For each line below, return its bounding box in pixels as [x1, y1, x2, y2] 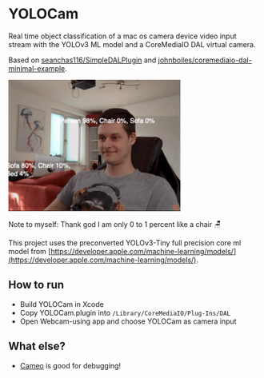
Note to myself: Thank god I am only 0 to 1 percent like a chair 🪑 [8, 219, 222, 229]
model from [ [8, 246, 51, 256]
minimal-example [8, 63, 66, 73]
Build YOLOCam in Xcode [19, 299, 104, 308]
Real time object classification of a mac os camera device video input [8, 31, 238, 41]
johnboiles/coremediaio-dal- [158, 55, 252, 65]
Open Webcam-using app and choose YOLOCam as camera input [19, 316, 237, 326]
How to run [8, 278, 65, 292]
